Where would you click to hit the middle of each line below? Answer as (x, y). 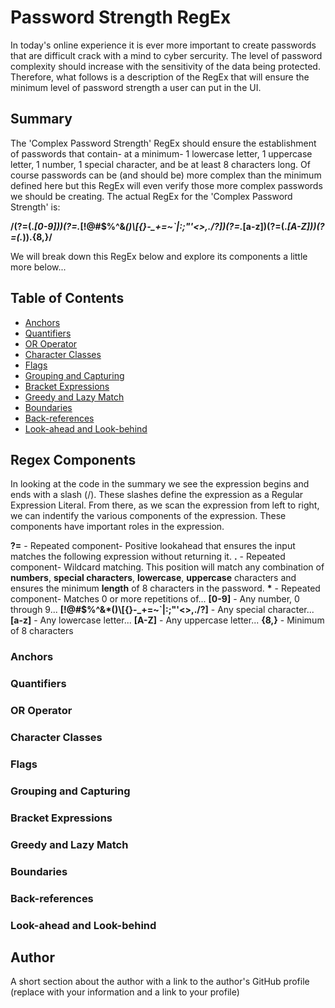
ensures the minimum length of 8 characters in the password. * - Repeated (165, 588)
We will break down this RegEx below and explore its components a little (159, 256)
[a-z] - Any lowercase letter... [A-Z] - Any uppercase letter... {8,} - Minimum (167, 620)
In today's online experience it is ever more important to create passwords (163, 45)
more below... (38, 267)
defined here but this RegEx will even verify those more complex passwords (166, 185)
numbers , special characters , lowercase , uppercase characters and (153, 578)
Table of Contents (67, 298)
